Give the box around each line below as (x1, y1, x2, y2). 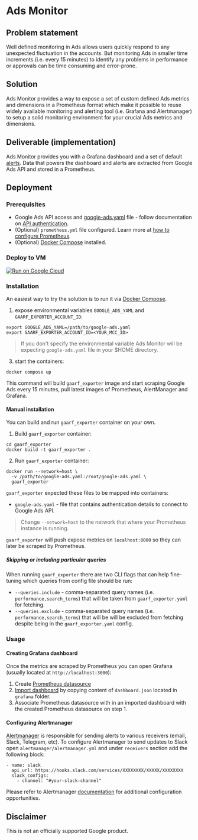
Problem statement (6, 28, 79, 38)
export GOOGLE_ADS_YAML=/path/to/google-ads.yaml (6, 324, 131, 330)
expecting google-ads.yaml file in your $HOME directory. (20, 346, 158, 353)
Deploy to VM (6, 254, 46, 262)
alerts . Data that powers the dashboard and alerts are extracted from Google (6, 159, 193, 166)
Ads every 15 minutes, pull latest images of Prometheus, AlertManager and (6, 385, 188, 393)
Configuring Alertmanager (6, 719, 73, 726)
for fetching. (14, 601, 46, 608)
